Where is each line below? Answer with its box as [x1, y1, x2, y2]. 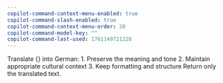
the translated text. [7, 70, 61, 78]
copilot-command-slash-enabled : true [7, 17, 117, 24]
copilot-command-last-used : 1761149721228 [7, 36, 132, 43]
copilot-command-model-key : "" [7, 29, 98, 37]
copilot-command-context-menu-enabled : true [7, 10, 138, 17]
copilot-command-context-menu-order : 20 [7, 23, 126, 30]
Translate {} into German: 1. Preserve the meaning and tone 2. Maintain [7, 55, 210, 63]
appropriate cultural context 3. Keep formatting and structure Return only [7, 62, 217, 71]
